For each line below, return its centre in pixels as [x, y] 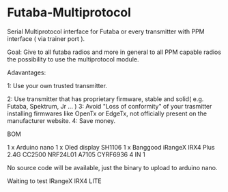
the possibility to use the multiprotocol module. [73, 59]
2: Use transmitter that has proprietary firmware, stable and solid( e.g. [105, 99]
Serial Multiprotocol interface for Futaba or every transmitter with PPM [106, 31]
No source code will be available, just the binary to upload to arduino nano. [112, 167]
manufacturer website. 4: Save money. [61, 120]
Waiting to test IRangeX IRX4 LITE [54, 181]
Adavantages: [27, 72]
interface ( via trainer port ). [46, 38]
